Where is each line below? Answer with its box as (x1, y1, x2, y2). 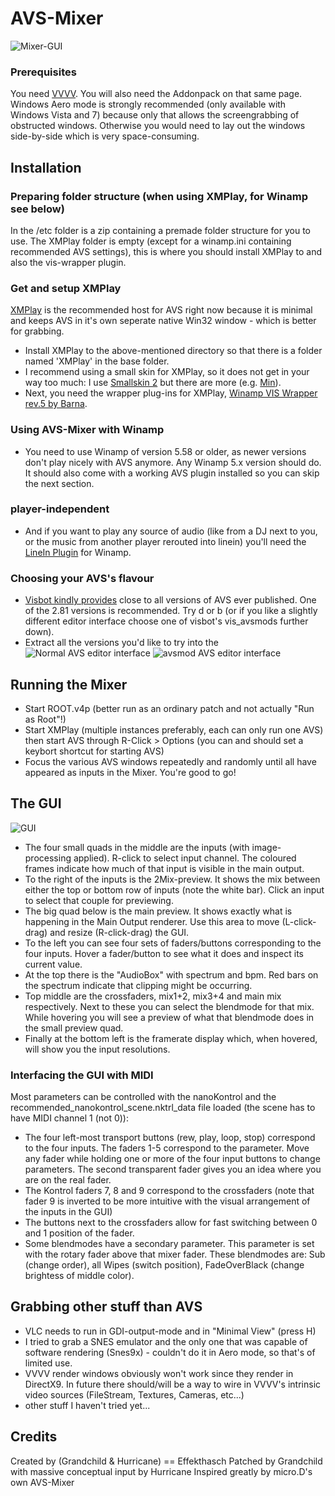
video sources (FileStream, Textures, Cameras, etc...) (24, 1388, 245, 1401)
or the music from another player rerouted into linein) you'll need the (24, 535, 307, 547)
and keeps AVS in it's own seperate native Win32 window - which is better (10, 315, 317, 327)
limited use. (24, 1357, 73, 1369)
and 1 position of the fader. (24, 1227, 135, 1239)
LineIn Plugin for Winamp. (24, 546, 132, 558)
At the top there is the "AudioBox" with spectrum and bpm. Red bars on (24, 968, 319, 981)
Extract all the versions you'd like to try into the (24, 637, 219, 649)
